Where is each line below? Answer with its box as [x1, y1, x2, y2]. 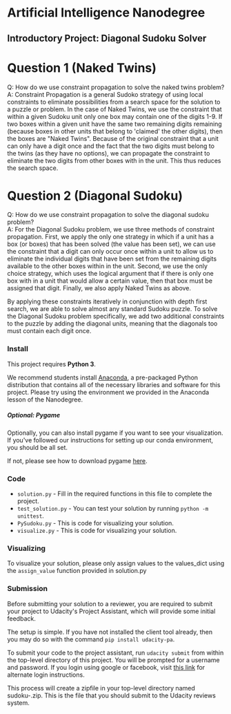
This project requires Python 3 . [7, 359, 97, 368]
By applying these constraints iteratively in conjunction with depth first [7, 297, 208, 306]
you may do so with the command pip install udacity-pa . [7, 635, 175, 643]
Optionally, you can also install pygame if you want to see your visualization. [7, 429, 223, 437]
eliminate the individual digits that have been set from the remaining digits [7, 254, 217, 263]
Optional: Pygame [7, 411, 61, 420]
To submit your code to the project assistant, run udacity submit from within [7, 648, 224, 657]
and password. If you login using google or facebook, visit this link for [7, 663, 205, 671]
